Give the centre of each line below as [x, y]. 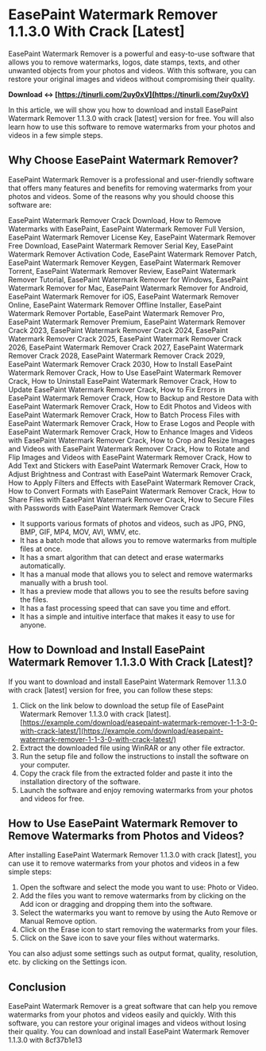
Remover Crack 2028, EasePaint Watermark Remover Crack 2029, [117, 355]
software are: [30, 205]
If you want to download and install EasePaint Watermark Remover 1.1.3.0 [127, 682]
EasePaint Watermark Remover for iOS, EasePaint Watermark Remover [124, 296]
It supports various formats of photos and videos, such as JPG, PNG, [133, 523]
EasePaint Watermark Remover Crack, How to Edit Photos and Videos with [130, 406]
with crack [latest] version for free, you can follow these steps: [111, 690]
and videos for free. [52, 799]
